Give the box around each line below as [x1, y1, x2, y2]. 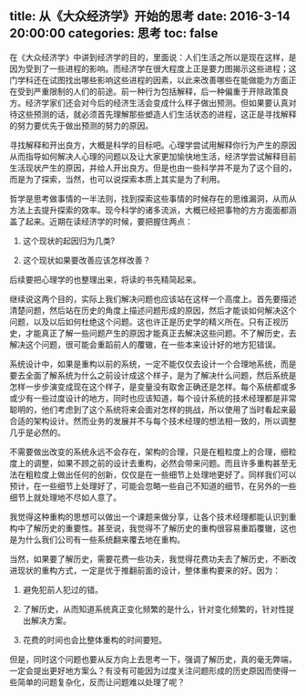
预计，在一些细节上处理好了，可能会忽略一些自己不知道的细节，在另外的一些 [9, 480, 297, 491]
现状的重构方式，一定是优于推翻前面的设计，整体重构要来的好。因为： [16, 565, 280, 576]
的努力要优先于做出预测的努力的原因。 [9, 119, 153, 130]
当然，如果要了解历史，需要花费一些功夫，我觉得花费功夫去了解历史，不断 [9, 553, 289, 564]
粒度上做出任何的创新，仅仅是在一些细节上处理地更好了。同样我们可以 [33, 469, 297, 480]
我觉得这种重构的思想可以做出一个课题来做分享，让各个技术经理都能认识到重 [9, 511, 297, 522]
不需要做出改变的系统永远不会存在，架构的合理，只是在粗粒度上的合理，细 [9, 446, 289, 457]
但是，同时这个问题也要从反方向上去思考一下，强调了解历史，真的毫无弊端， [9, 653, 297, 664]
